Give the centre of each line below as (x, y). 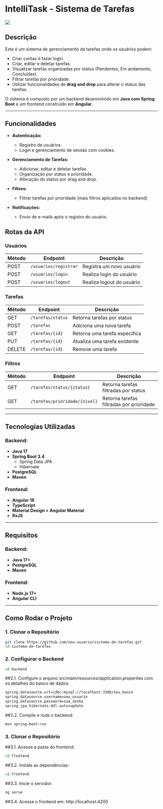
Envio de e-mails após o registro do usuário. (64, 216)
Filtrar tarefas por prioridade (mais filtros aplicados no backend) (83, 198)
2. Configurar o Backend (34, 659)
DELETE (16, 349)
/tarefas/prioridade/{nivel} (64, 401)
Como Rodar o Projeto (39, 618)
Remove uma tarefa (95, 349)
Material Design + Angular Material (48, 510)
